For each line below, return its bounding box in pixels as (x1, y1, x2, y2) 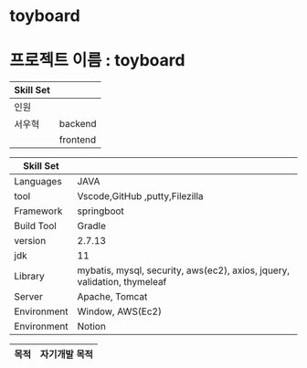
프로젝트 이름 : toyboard (9, 50, 185, 71)
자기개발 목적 (39, 348, 94, 361)
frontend (58, 133, 97, 146)
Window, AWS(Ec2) (77, 305, 163, 318)
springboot (77, 205, 125, 217)
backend (58, 118, 98, 131)
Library (14, 270, 45, 283)
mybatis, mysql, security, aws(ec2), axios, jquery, (77, 264, 291, 277)
